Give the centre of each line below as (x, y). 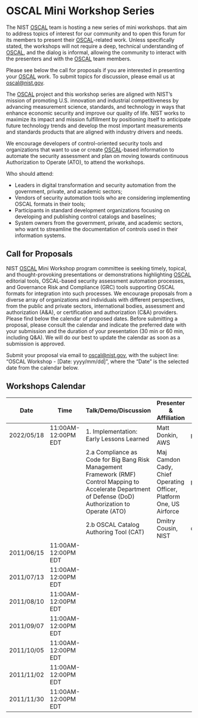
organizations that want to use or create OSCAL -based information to (90, 150)
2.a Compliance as (111, 452)
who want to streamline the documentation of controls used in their (96, 229)
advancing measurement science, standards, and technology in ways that (96, 106)
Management (104, 467)
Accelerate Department (118, 489)
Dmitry (166, 520)
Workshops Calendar (46, 387)
